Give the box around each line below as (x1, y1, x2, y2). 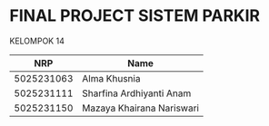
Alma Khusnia (81, 72, 141, 84)
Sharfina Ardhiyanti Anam (81, 87, 192, 100)
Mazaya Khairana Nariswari (81, 102, 200, 114)
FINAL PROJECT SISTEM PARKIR (9, 5, 261, 26)
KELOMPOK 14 (9, 35, 65, 46)
